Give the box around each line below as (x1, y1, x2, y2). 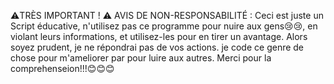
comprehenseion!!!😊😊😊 (10, 63, 115, 74)
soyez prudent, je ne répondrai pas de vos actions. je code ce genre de (10, 41, 305, 53)
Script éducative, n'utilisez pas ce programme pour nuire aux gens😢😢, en (10, 20, 318, 32)
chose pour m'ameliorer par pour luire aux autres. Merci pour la (10, 52, 272, 64)
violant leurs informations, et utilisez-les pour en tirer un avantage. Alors (10, 31, 308, 42)
